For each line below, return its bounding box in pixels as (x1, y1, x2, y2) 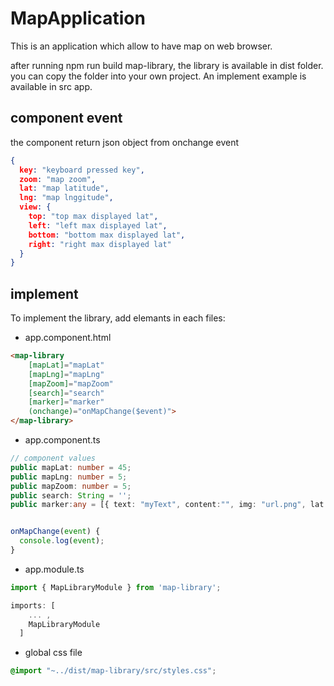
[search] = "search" (28, 388, 105, 398)
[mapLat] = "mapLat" (28, 360, 105, 370)
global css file (24, 647, 83, 659)
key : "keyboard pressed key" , (19, 165, 145, 175)
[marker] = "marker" (28, 397, 105, 407)
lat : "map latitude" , (19, 183, 110, 194)
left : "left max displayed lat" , (28, 220, 168, 231)
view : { (19, 202, 52, 212)
